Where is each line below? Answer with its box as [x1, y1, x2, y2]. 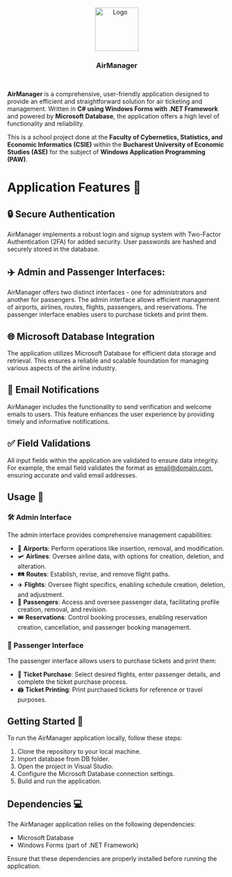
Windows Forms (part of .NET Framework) [17, 841, 139, 850]
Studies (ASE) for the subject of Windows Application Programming [7, 148, 206, 156]
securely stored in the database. [7, 245, 99, 254]
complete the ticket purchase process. [17, 677, 128, 686]
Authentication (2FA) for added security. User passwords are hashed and [7, 238, 217, 246]
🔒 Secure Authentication [7, 208, 116, 220]
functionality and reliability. [7, 119, 85, 128]
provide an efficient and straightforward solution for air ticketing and [7, 98, 203, 106]
